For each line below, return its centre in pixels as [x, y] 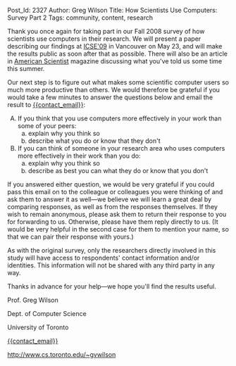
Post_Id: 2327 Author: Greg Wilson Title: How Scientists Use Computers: [112, 10]
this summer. [26, 69]
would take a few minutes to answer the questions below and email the [110, 97]
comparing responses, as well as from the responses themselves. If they [113, 207]
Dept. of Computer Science [47, 314]
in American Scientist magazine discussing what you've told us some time [115, 61]
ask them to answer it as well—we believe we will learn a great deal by [110, 199]
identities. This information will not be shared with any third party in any [111, 265]
